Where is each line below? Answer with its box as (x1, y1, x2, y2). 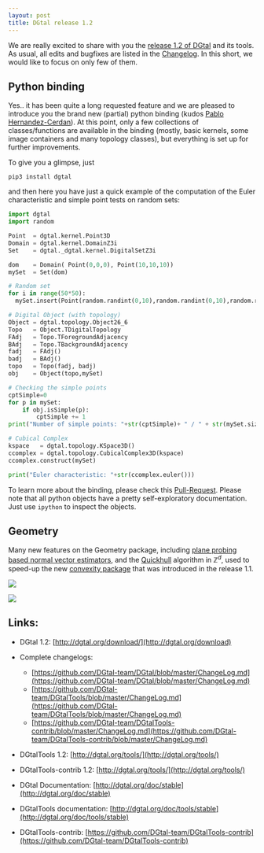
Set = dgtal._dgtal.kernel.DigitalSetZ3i (8, 246, 156, 254)
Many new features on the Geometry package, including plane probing (8, 545, 237, 555)
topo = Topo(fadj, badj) (8, 363, 97, 371)
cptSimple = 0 (8, 391, 47, 399)
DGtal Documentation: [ (19, 780, 96, 789)
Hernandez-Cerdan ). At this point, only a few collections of (8, 117, 199, 127)
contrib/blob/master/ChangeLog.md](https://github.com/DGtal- (31, 726, 237, 736)
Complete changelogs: (19, 652, 93, 662)
